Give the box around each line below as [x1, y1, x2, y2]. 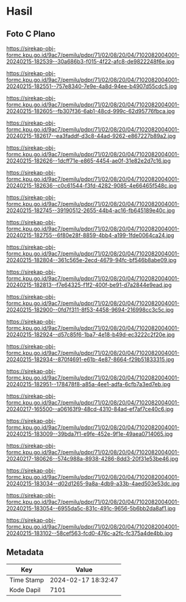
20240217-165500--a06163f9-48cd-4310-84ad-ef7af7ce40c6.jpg [6, 405, 174, 413]
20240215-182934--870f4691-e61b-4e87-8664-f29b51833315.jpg [6, 356, 174, 363]
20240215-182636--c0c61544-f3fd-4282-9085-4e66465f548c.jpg [6, 182, 177, 189]
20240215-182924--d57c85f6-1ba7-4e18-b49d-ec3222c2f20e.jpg [6, 331, 175, 338]
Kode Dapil [9, 585, 41, 594]
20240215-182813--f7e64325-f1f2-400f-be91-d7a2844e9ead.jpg [6, 281, 172, 288]
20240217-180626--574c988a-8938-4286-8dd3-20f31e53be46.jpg [6, 455, 179, 462]
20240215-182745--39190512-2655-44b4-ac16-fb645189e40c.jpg [6, 207, 175, 214]
